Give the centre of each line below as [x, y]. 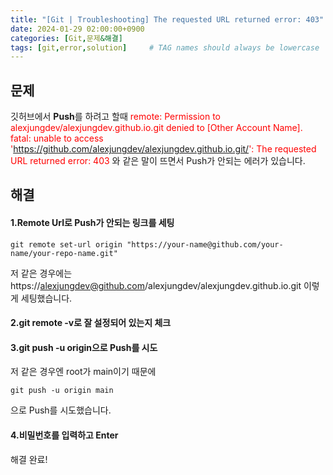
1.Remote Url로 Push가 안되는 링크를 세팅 [92, 223]
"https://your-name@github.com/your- [205, 244]
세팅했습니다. [46, 298]
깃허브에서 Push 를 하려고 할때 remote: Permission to [115, 117]
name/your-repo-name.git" [64, 253]
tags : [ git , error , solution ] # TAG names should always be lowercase [165, 47]
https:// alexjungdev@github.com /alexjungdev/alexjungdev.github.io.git [156, 285]
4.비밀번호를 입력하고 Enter [64, 435]
